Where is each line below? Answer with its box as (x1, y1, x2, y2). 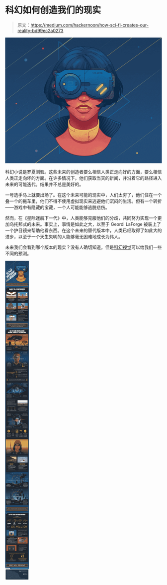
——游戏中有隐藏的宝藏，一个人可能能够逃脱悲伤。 (5, 204, 110, 210)
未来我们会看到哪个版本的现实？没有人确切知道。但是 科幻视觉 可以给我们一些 (5, 244, 162, 250)
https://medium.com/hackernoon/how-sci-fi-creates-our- (30, 22, 149, 28)
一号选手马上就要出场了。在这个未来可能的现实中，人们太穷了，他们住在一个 (5, 192, 162, 198)
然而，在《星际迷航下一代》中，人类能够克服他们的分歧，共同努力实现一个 (5, 215, 158, 221)
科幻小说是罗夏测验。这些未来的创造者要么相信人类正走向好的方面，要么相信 (5, 169, 162, 175)
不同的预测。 (5, 250, 31, 257)
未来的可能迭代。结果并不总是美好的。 (5, 182, 83, 188)
